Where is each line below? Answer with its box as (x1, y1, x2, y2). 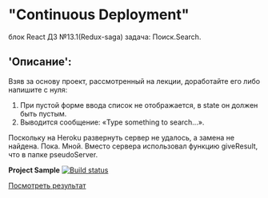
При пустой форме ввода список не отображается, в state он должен (19, 100, 258, 109)
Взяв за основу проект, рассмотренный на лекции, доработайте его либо (8, 76, 261, 85)
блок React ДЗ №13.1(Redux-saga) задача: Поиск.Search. (8, 32, 202, 42)
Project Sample (8, 165, 60, 175)
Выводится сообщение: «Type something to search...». (19, 117, 205, 127)
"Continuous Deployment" (8, 6, 190, 24)
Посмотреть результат (8, 180, 86, 190)
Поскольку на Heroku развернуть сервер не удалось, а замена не (8, 133, 234, 142)
